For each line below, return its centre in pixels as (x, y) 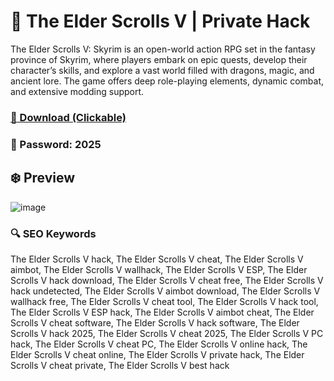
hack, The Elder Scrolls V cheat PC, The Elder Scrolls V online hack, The (159, 344)
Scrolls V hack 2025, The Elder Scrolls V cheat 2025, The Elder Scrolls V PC (167, 333)
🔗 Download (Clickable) (68, 117)
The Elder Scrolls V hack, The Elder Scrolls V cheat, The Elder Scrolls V (157, 259)
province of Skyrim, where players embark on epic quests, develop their (159, 59)
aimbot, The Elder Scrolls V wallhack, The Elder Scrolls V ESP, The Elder (159, 269)
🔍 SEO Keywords (53, 233)
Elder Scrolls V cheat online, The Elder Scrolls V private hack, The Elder (157, 354)
